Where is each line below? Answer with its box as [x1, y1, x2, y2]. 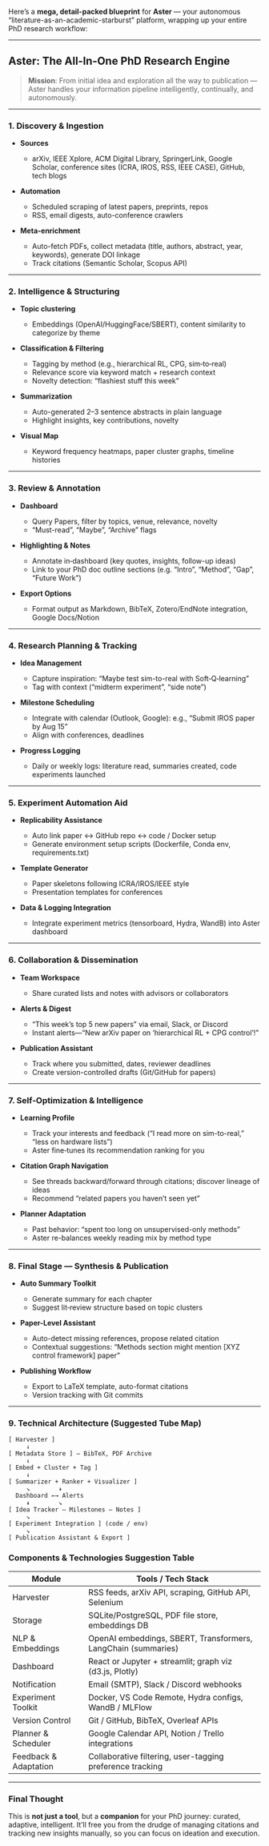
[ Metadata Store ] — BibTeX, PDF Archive [8, 1450, 152, 1458]
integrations [87, 1737, 134, 1748]
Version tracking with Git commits [31, 1391, 144, 1400]
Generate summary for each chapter [31, 1294, 152, 1304]
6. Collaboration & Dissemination [8, 954, 139, 965]
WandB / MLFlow [87, 1701, 152, 1712]
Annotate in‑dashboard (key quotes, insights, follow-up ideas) [31, 556, 236, 565]
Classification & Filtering [19, 343, 104, 353]
